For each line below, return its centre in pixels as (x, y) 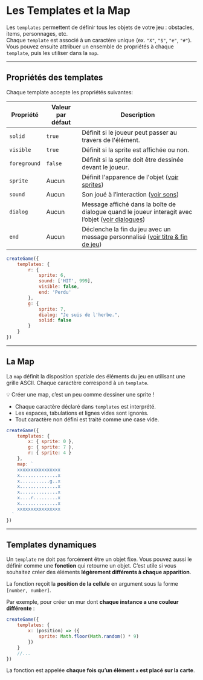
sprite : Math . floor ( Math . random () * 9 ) (89, 636)
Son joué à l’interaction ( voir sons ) (130, 194)
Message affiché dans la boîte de (129, 204)
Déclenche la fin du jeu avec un (126, 229)
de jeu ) (92, 244)
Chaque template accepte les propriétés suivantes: (70, 92)
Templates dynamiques (51, 545)
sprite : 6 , (52, 276)
